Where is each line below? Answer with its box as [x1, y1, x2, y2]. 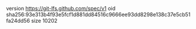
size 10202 [31, 17, 58, 24]
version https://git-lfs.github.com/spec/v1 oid [6, 5, 116, 12]
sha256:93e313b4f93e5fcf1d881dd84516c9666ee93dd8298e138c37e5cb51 [6, 11, 191, 18]
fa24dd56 [6, 17, 31, 24]
